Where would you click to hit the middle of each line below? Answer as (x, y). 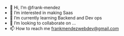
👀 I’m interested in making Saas (41, 13)
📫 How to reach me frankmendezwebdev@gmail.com (64, 28)
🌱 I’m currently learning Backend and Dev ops (56, 18)
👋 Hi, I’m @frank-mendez (35, 8)
